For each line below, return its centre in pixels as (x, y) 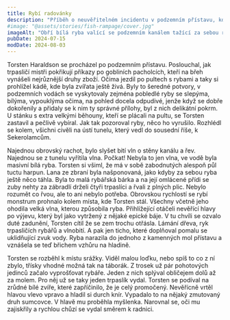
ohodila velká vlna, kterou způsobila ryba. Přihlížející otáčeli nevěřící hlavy (112, 209)
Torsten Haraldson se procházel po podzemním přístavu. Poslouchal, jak (109, 65)
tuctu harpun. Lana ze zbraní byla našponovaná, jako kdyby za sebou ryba (112, 172)
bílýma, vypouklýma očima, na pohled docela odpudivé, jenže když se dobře (115, 101)
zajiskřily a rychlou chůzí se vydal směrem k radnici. (80, 309)
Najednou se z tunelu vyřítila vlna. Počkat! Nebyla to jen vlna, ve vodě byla (112, 158)
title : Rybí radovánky (39, 13)
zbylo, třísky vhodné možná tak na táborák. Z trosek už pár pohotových (108, 265)
